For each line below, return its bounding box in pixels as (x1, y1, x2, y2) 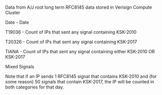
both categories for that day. (5, 84, 64, 90)
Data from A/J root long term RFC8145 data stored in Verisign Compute (5, 5, 152, 10)
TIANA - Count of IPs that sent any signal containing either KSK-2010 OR (5, 49, 155, 54)
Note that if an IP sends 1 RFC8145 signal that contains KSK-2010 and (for (5, 73, 157, 79)
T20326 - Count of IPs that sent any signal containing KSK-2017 (5, 39, 137, 45)
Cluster (5, 10, 21, 16)
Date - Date (5, 20, 29, 25)
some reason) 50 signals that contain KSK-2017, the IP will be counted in (5, 79, 154, 84)
